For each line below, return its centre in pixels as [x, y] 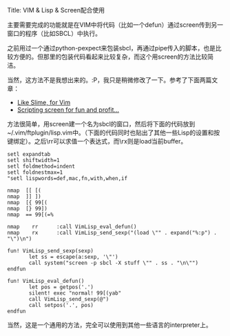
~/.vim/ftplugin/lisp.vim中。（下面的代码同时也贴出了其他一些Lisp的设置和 [111, 132]
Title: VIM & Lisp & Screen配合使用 [56, 10]
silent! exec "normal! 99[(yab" [75, 293]
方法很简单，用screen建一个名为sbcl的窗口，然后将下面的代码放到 [101, 124]
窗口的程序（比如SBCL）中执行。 [54, 33]
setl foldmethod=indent [41, 166]
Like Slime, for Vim [44, 102]
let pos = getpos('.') [61, 287]
